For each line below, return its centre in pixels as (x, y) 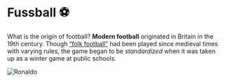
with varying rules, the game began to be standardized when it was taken (111, 51)
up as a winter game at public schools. (62, 58)
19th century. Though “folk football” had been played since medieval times (112, 43)
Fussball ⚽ (39, 13)
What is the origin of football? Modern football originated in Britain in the (110, 36)
